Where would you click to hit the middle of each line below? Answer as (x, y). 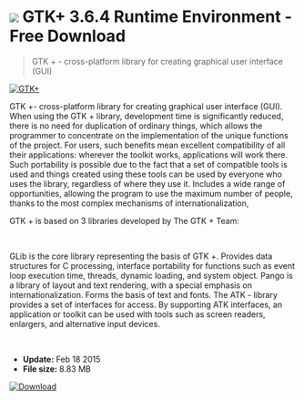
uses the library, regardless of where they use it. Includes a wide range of (147, 183)
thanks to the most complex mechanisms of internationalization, (129, 203)
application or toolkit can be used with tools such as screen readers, (137, 314)
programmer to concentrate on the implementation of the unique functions (149, 135)
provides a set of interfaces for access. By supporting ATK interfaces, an (146, 304)
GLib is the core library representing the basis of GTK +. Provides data (141, 256)
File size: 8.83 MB (56, 369)
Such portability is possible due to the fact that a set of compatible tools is (149, 164)
